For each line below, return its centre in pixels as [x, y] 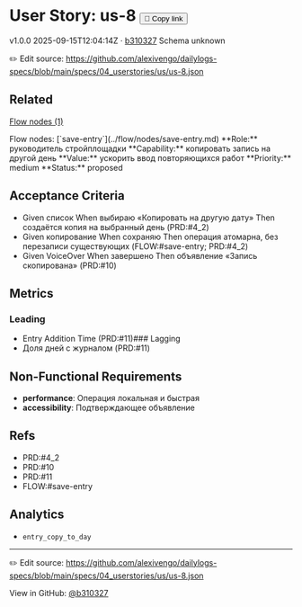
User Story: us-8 [73, 16]
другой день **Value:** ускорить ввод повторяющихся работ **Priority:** [151, 157]
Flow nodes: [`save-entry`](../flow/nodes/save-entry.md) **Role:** [133, 138]
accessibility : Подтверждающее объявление [109, 408]
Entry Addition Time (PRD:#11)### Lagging [102, 339]
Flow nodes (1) [36, 121]
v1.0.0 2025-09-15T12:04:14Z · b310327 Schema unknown [118, 40]
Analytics [37, 515]
